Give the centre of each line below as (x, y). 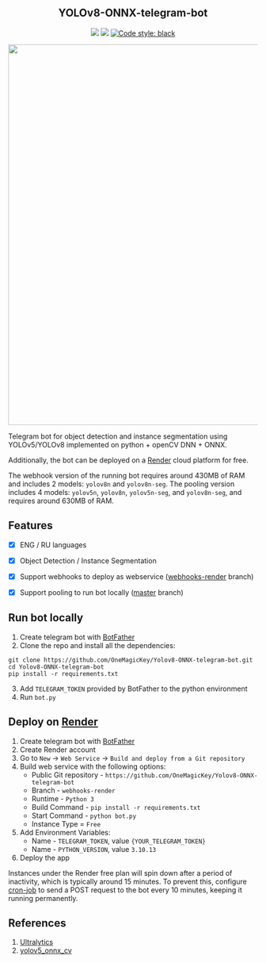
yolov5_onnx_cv (46, 950)
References (37, 923)
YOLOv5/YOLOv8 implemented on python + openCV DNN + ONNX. (118, 444)
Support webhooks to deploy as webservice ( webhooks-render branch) (137, 576)
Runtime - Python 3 (63, 798)
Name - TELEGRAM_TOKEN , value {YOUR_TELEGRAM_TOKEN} (118, 841)
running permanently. (43, 898)
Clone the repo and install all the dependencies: (97, 645)
